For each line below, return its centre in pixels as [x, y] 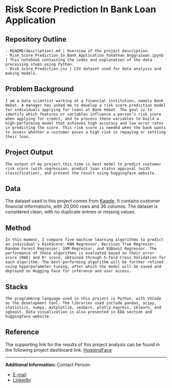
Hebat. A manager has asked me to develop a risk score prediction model [86, 105]
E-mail [19, 374]
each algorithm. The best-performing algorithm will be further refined [84, 262]
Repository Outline [36, 39]
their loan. [18, 137]
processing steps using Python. [40, 64]
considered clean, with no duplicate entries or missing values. [71, 212]
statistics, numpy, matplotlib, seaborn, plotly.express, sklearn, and [83, 308]
